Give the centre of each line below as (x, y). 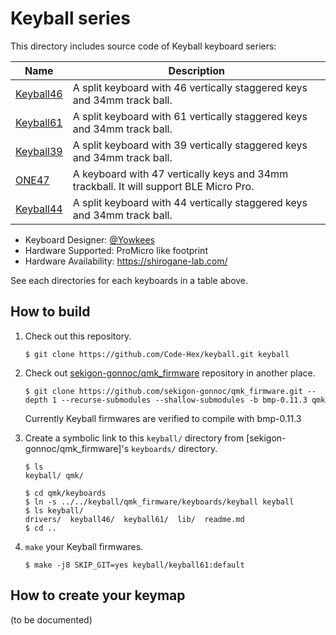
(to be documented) (51, 619)
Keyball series (70, 18)
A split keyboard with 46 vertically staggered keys (190, 87)
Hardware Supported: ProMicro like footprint (116, 250)
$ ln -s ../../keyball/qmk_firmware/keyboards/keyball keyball (159, 502)
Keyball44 (39, 209)
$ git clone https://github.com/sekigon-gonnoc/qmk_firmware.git (163, 391)
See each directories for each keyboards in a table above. (129, 280)
